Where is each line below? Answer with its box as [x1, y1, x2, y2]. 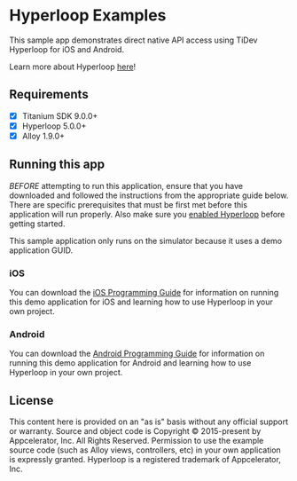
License [9, 392, 54, 408]
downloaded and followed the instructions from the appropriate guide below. [9, 190, 289, 201]
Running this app [9, 157, 105, 172]
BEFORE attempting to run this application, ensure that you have [9, 180, 244, 191]
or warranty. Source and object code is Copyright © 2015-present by [9, 426, 262, 437]
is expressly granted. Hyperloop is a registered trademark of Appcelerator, [9, 454, 281, 465]
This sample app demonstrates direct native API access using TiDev [9, 35, 258, 45]
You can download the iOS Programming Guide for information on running [9, 288, 279, 298]
